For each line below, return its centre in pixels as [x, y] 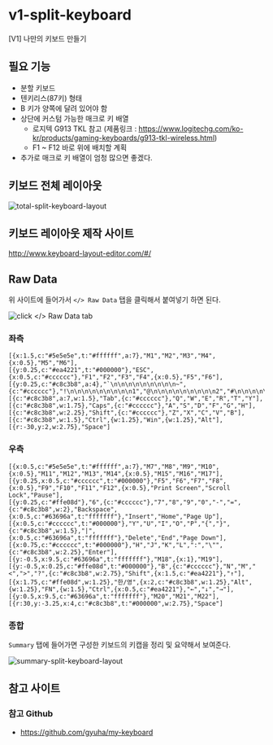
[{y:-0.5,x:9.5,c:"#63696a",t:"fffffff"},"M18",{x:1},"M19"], [116, 559]
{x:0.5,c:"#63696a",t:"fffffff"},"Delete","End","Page [103, 538]
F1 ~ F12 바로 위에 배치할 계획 [80, 147]
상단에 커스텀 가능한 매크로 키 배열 [74, 118]
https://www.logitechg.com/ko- [191, 129]
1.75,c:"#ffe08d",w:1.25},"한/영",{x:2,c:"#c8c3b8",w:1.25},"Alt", [138, 582]
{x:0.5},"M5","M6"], [43, 363]
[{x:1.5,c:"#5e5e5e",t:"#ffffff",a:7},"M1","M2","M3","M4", [113, 356]
